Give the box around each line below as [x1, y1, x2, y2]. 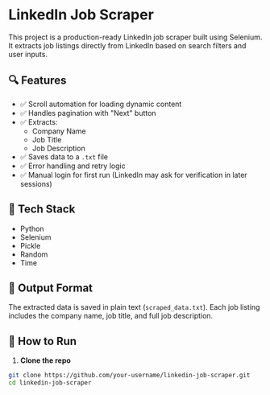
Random [19, 249, 48, 259]
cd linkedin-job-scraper [8, 379, 92, 387]
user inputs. [8, 49, 48, 59]
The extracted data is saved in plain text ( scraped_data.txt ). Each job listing [8, 302, 260, 312]
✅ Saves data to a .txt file [19, 151, 109, 162]
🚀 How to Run [8, 334, 77, 348]
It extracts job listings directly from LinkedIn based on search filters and [8, 40, 247, 50]
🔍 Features [8, 74, 67, 88]
